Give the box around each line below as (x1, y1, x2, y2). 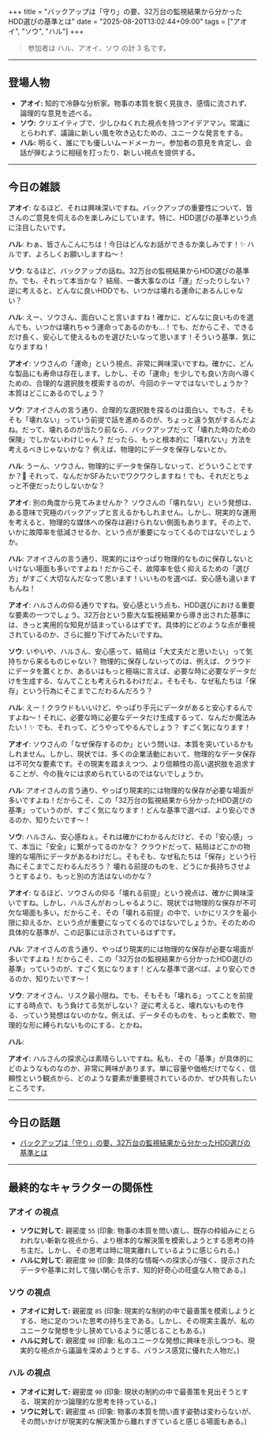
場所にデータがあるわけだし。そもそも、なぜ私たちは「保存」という (28, 851, 250, 861)
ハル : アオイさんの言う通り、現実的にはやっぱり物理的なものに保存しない (8, 554, 247, 563)
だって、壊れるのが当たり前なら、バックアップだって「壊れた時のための (21, 424, 256, 434)
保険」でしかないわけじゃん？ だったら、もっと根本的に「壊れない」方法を (8, 435, 252, 444)
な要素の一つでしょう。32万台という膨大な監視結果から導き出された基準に (8, 610, 252, 619)
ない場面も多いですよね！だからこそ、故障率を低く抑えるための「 (21, 563, 237, 573)
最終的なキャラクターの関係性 (8, 1181, 154, 1194)
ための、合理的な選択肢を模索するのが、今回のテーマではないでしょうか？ (8, 378, 250, 388)
